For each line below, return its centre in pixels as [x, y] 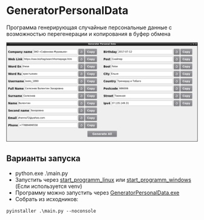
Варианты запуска [43, 159]
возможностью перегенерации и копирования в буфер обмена [89, 33]
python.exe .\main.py [42, 173]
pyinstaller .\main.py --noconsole [51, 211]
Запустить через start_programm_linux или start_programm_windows [103, 179]
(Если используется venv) [49, 186]
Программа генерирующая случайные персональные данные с [89, 27]
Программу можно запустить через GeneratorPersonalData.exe [97, 193]
